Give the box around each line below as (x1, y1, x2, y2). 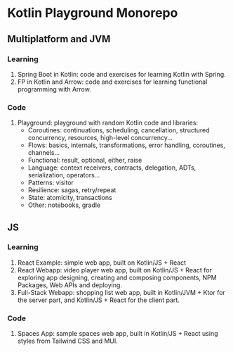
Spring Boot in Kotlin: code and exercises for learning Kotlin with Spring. (17, 70, 226, 78)
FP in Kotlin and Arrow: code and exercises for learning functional (17, 77, 208, 86)
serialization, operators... (27, 171, 100, 180)
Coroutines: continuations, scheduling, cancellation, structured (27, 126, 210, 134)
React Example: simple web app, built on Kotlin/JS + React (17, 258, 187, 267)
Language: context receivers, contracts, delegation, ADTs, (27, 163, 197, 172)
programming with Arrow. (17, 84, 91, 93)
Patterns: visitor (27, 178, 74, 187)
